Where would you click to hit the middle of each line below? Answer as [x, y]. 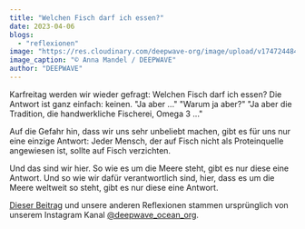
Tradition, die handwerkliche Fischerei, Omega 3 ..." [106, 114]
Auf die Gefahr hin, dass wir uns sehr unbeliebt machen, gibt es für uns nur [150, 131]
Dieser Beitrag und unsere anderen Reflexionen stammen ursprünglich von [149, 204]
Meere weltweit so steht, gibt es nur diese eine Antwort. [114, 187]
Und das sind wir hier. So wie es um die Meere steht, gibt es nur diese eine [149, 168]
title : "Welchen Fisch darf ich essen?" [87, 18]
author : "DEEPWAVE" [46, 69]
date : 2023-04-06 [42, 26]
